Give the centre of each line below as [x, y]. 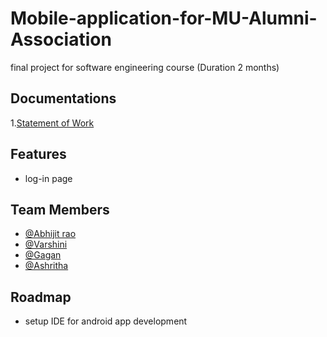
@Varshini [46, 244]
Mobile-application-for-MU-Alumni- [164, 18]
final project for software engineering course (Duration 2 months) [145, 67]
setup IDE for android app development [106, 321]
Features [38, 154]
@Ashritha [46, 266]
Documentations [63, 98]
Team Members [60, 209]
